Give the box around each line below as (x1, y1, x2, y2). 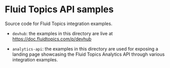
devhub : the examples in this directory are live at (12, 30, 113, 36)
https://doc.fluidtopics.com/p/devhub (12, 36, 92, 42)
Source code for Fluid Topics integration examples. (5, 20, 113, 27)
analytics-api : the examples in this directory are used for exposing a (12, 46, 158, 52)
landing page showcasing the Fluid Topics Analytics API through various (12, 51, 165, 57)
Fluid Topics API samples (5, 4, 114, 15)
